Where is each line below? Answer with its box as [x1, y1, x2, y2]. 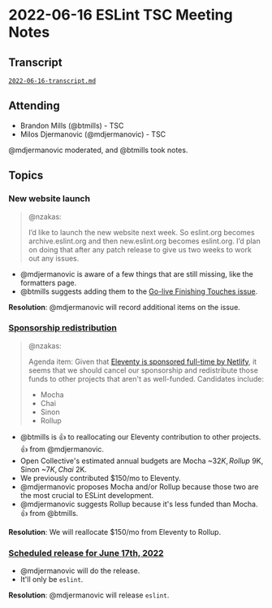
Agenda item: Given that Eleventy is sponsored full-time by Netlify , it [28, 356, 257, 366]
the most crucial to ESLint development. [19, 490, 154, 500]
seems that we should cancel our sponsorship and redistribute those [28, 365, 258, 375]
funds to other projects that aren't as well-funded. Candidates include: [28, 374, 265, 383]
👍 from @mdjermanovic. [19, 444, 104, 453]
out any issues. [28, 253, 80, 263]
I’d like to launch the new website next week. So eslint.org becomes [28, 227, 255, 237]
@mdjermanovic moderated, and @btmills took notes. [8, 145, 188, 155]
